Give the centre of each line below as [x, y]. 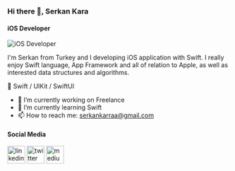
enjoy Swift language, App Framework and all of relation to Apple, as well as [117, 65]
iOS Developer [29, 28]
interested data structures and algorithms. [68, 73]
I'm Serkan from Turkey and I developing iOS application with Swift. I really [116, 58]
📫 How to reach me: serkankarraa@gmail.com [85, 115]
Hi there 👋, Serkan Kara [48, 11]
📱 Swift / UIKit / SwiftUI [41, 86]
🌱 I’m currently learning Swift [60, 107]
